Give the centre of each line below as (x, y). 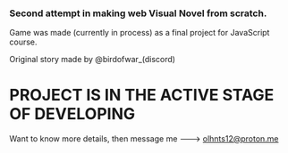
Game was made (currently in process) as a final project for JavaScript (140, 33)
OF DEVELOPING (72, 114)
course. (23, 42)
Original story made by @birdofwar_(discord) (93, 60)
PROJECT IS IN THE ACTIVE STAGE (142, 95)
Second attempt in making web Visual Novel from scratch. (138, 13)
